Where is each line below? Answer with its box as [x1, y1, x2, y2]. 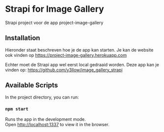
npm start [5, 106, 28, 112]
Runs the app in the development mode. [5, 116, 86, 122]
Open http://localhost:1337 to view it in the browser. [5, 121, 109, 127]
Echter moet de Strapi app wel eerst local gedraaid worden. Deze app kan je [5, 61, 160, 67]
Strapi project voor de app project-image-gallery [5, 20, 104, 26]
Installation [5, 34, 40, 42]
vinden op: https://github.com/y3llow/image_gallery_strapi [5, 67, 123, 73]
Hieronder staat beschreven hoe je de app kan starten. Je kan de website [5, 47, 154, 53]
